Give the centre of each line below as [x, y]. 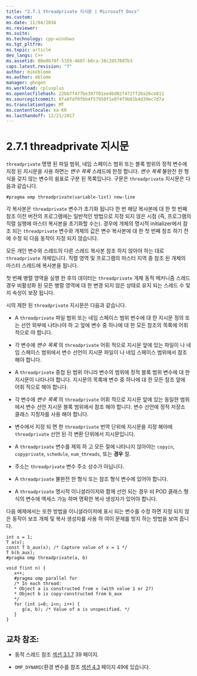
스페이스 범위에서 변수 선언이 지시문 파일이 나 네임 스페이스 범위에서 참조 [104, 352]
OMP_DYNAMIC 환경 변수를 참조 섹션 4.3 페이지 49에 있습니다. [82, 667]
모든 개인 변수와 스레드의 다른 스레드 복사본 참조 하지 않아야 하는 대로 [85, 251]
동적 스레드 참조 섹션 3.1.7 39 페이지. [56, 655]
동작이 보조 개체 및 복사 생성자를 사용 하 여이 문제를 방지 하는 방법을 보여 [95, 519]
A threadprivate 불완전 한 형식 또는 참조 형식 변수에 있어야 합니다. [91, 479]
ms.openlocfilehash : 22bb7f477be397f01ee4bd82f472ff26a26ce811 [85, 94]
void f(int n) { [26, 568]
